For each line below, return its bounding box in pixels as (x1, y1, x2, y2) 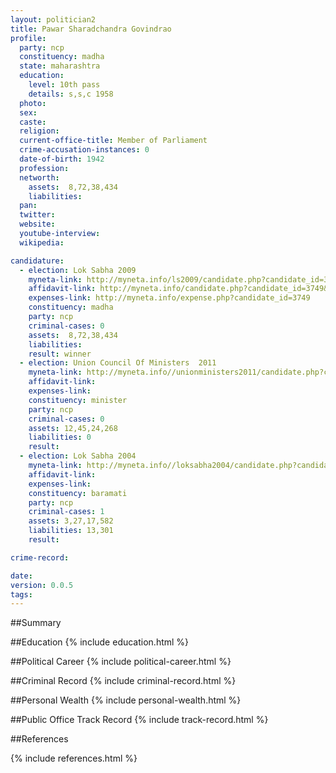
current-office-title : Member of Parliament (19, 136, 208, 146)
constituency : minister (28, 395, 128, 405)
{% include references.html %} (10, 752, 138, 765)
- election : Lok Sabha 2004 (19, 451, 137, 461)
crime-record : (10, 552, 70, 563)
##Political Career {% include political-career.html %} (10, 656, 232, 668)
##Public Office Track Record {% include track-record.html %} (10, 714, 269, 726)
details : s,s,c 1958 (28, 89, 114, 99)
